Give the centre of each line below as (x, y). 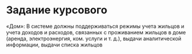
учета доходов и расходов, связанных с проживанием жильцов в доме (96, 32)
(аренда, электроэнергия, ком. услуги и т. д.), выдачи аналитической (94, 38)
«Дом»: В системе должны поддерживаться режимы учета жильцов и (95, 26)
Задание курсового (57, 10)
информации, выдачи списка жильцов (54, 45)
